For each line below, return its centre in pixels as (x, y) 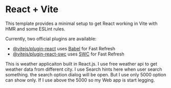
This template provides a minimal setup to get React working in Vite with (81, 23)
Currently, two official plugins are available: (51, 39)
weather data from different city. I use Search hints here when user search (84, 69)
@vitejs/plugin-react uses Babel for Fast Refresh (64, 48)
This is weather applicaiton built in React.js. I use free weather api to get (81, 64)
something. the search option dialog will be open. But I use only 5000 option (86, 74)
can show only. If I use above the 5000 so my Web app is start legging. (80, 80)
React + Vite (32, 9)
